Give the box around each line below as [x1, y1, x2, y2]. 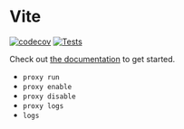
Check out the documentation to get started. [9, 53, 176, 64]
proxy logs [22, 101, 64, 110]
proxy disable [22, 92, 76, 101]
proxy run [22, 72, 61, 82]
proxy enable [22, 82, 73, 91]
